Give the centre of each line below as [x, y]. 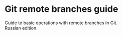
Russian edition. [21, 28]
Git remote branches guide [61, 9]
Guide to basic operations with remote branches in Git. [61, 23]
